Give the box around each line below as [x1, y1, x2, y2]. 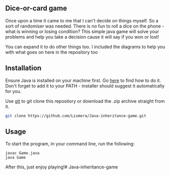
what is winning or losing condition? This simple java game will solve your [5, 28, 159, 35]
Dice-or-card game [5, 4, 67, 13]
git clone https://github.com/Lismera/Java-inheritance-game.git [5, 113, 146, 119]
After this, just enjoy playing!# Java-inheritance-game [5, 164, 118, 170]
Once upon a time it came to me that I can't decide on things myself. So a [5, 17, 159, 23]
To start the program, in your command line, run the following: [5, 141, 135, 147]
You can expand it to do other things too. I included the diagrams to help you [5, 43, 165, 50]
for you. [5, 88, 22, 94]
